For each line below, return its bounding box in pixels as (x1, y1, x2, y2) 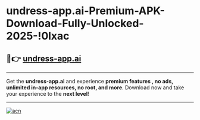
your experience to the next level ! (6, 90, 89, 97)
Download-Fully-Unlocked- (6, 17, 144, 30)
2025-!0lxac (6, 30, 70, 43)
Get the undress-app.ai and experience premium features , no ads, (6, 78, 174, 85)
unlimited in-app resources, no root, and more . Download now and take (6, 84, 185, 91)
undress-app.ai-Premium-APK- (6, 4, 165, 18)
